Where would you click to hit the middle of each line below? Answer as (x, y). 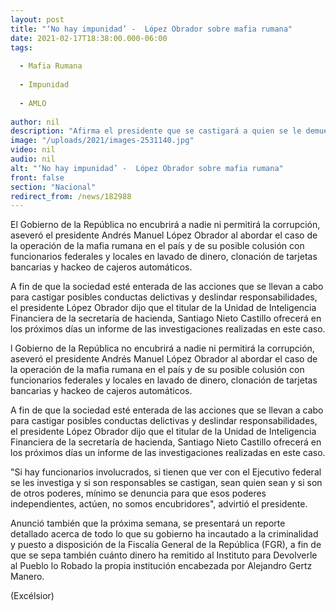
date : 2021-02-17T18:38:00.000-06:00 (89, 38)
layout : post (37, 19)
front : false (37, 177)
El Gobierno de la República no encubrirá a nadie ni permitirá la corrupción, (165, 225)
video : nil (33, 150)
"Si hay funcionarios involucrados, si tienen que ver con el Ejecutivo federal (166, 472)
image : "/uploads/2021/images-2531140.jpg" (102, 141)
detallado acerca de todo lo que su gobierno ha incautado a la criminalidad (164, 534)
